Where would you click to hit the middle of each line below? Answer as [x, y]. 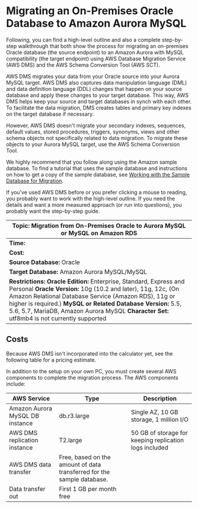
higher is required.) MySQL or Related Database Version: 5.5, [95, 304]
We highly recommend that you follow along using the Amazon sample [92, 162]
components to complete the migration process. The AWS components [92, 377]
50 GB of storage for [159, 432]
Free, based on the [85, 457]
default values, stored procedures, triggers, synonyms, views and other [93, 132]
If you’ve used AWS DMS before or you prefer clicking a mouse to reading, [97, 192]
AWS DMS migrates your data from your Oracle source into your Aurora [93, 76]
